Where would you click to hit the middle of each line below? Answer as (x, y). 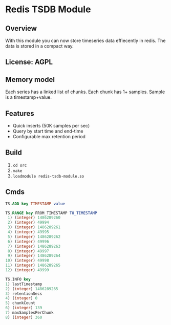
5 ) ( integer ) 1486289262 (34, 236)
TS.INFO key (18, 279)
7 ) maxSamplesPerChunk (29, 313)
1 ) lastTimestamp (24, 284)
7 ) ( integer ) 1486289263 (34, 246)
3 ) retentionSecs (24, 294)
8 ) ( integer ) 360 (24, 317)
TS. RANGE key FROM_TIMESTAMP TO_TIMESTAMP (51, 213)
